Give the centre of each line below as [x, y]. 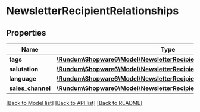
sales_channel [30, 88]
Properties [26, 33]
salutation [24, 69]
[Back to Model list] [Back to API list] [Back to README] [74, 103]
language [23, 79]
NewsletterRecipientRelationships [93, 11]
